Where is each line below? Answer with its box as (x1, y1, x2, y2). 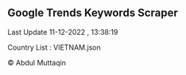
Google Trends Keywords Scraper (7, 6, 178, 20)
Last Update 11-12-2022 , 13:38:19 (7, 27, 118, 36)
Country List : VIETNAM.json (7, 43, 101, 52)
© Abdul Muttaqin (7, 58, 67, 67)
